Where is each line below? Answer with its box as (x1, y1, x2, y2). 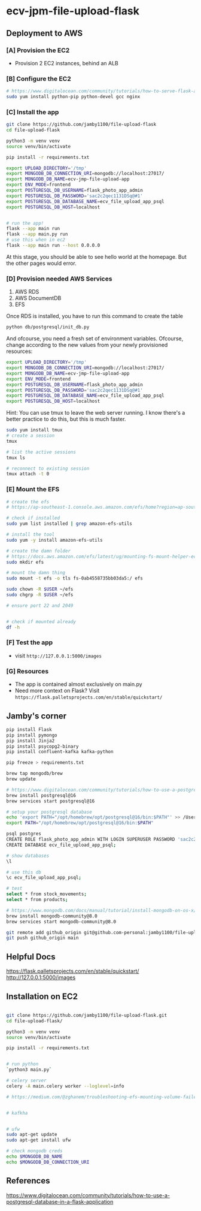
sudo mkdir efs (6, 559, 44, 565)
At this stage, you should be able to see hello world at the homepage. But (6, 253, 187, 260)
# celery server (6, 1077, 47, 1084)
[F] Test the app (6, 638, 53, 647)
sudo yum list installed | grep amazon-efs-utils (6, 521, 133, 527)
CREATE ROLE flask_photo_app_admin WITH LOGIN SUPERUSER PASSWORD (6, 836, 175, 842)
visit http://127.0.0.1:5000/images (14, 652, 102, 659)
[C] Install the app (6, 108, 59, 116)
